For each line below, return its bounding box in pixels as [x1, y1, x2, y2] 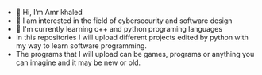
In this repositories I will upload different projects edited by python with [15, 32, 249, 42]
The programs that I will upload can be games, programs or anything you [15, 50, 255, 58]
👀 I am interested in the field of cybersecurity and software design [15, 16, 233, 25]
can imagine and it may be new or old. [15, 58, 141, 67]
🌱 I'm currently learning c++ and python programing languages [15, 24, 223, 33]
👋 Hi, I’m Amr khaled [15, 8, 83, 17]
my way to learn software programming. [15, 41, 147, 51]
